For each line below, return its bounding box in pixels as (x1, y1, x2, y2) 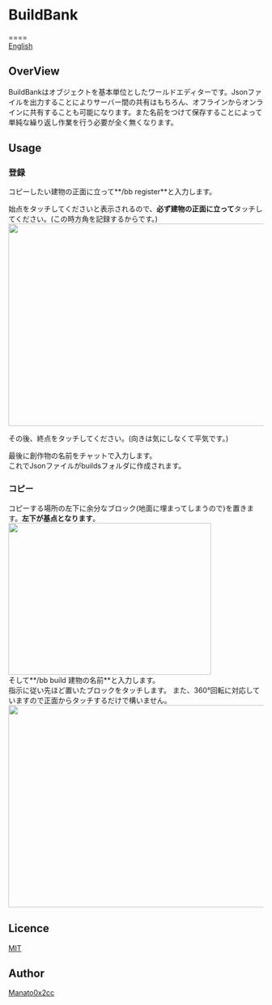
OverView (8, 65, 60, 78)
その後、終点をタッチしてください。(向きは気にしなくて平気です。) (8, 434, 229, 443)
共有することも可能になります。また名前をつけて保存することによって (29, 107, 263, 117)
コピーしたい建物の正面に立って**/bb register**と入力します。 (8, 187, 217, 197)
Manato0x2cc (8, 988, 55, 998)
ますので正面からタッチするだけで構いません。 (15, 695, 172, 705)
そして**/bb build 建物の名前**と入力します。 (8, 675, 160, 685)
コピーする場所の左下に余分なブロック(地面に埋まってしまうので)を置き (8, 503, 247, 513)
